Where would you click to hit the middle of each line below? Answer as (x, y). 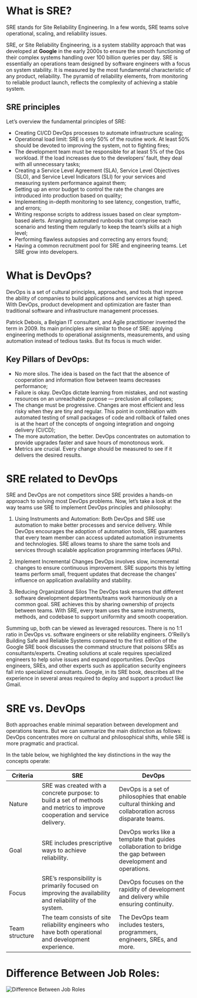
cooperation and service (76, 815)
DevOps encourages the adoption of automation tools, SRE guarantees (100, 531)
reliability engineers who (76, 925)
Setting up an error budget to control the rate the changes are (89, 189)
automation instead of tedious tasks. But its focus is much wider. (84, 341)
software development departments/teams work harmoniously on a (96, 598)
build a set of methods (73, 801)
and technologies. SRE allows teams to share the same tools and (93, 544)
